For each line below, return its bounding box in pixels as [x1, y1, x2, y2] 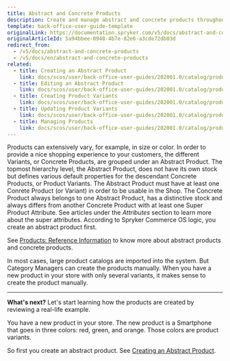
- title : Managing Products [13, 118, 94, 125]
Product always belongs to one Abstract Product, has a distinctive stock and [7, 194, 222, 202]
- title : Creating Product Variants [13, 93, 118, 100]
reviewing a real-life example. [7, 306, 90, 314]
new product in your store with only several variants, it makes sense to [7, 271, 206, 280]
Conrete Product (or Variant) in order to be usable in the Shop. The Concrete [7, 187, 223, 195]
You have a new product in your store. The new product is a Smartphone [7, 319, 212, 327]
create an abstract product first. [7, 223, 97, 231]
